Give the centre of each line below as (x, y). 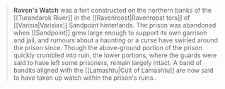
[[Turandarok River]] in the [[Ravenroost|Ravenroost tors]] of (102, 18)
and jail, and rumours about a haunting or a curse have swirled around (116, 40)
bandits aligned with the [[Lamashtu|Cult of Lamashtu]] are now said (113, 70)
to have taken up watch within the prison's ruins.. (85, 78)
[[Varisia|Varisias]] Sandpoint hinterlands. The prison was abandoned (115, 25)
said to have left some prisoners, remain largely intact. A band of (108, 63)
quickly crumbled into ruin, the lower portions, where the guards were (115, 55)
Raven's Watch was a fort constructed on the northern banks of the (112, 10)
